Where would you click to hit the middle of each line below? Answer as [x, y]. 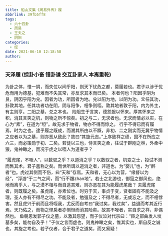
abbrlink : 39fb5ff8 [25, 14]
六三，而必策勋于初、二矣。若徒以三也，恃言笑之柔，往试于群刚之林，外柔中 [84, 142]
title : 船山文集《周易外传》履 [33, 10]
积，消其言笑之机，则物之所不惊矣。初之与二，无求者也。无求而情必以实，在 [84, 117]
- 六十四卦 [19, 24]
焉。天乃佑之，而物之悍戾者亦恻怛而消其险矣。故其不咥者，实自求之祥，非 [82, 209]
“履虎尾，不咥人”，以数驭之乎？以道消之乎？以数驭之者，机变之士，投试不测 [84, 159]
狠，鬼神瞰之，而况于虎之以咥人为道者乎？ [49, 149]
